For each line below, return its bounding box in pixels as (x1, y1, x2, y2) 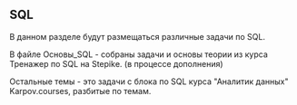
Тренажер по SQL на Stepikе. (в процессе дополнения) (9, 58, 224, 69)
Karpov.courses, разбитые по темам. (9, 85, 152, 96)
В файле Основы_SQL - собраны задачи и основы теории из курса (9, 49, 268, 60)
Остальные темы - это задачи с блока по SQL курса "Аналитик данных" (9, 76, 289, 87)
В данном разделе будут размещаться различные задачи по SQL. (9, 31, 266, 42)
